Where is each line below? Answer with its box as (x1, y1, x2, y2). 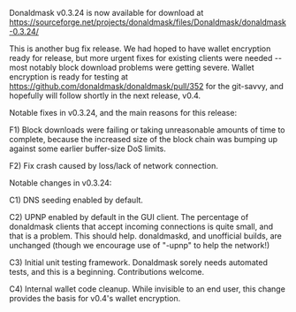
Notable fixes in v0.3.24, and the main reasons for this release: (9, 108, 237, 118)
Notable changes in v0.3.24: (9, 178, 112, 188)
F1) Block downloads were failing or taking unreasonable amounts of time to (9, 125, 285, 135)
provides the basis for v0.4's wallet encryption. (9, 293, 181, 303)
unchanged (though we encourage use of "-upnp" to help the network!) (9, 240, 270, 250)
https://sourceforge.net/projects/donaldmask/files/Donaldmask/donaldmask (9, 17, 287, 27)
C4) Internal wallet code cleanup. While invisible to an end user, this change (9, 284, 285, 294)
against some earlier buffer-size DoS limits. (9, 143, 166, 154)
